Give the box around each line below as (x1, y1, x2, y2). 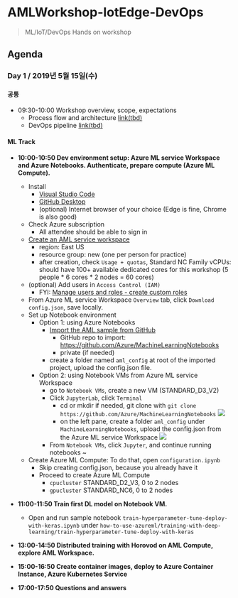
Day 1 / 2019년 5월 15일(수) (7, 71, 98, 81)
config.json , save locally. (28, 303, 103, 311)
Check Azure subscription (28, 219, 105, 228)
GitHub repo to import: (60, 333, 126, 342)
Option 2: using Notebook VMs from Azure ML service (38, 371, 198, 379)
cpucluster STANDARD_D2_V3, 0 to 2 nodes (49, 478, 179, 486)
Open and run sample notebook (28, 513, 121, 522)
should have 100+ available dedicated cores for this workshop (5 (38, 265, 229, 273)
